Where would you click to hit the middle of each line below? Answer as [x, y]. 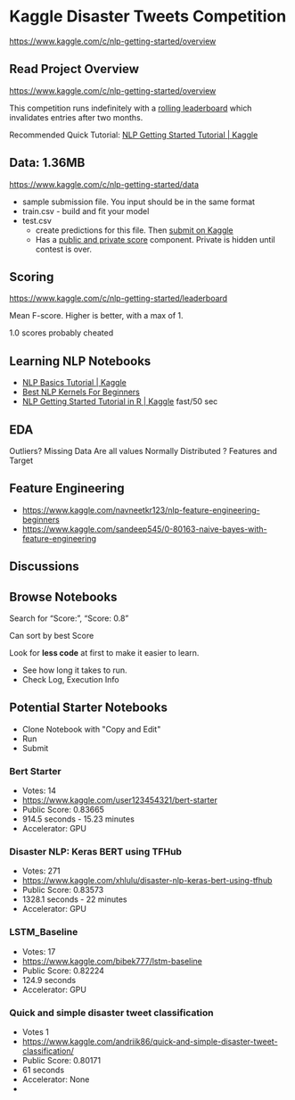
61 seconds [43, 1070]
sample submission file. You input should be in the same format [139, 202]
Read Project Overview [74, 69]
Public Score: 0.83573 [63, 890]
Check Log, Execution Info [70, 680]
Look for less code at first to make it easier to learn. [104, 653]
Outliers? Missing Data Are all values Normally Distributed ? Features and [143, 451]
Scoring [32, 277]
